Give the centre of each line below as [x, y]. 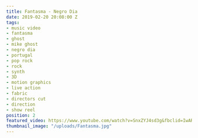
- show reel [21, 110]
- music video [24, 28]
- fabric [17, 93]
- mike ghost [22, 45]
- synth [16, 72]
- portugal [19, 55]
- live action [24, 88]
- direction [21, 104]
